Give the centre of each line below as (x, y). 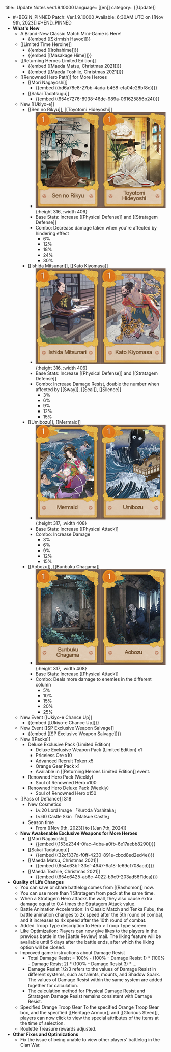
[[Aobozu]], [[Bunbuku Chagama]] (64, 567)
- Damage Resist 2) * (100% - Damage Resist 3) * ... (82, 964)
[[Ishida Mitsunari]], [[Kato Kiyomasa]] (68, 266)
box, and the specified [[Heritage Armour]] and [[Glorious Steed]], (90, 1012)
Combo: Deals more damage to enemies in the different (93, 679)
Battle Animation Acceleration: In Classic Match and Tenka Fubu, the (92, 909)
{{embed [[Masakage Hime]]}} (60, 55)
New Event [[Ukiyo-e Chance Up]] (56, 717)
